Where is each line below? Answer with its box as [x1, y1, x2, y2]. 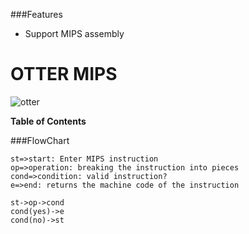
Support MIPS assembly [24, 28, 125, 39]
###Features [10, 9, 63, 20]
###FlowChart [10, 134, 70, 146]
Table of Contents [10, 115, 87, 127]
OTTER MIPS [10, 63, 118, 86]
